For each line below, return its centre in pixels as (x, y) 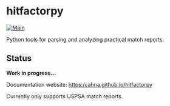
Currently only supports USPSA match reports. (65, 96)
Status (19, 58)
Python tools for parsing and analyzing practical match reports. (85, 39)
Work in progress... (31, 73)
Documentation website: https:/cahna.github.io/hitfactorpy (80, 84)
